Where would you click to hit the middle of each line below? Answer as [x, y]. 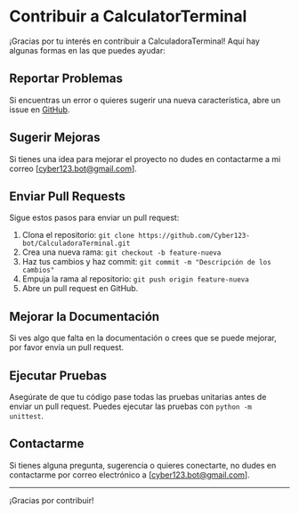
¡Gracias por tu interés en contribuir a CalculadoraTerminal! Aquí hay [135, 41]
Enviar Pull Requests [68, 196]
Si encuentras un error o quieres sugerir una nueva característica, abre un [145, 100]
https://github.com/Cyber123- [194, 236]
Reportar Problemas [66, 79]
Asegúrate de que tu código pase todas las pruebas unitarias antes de [138, 397]
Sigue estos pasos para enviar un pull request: [94, 218]
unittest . [27, 416]
